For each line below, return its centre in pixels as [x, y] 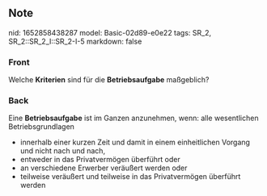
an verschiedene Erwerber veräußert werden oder [104, 168]
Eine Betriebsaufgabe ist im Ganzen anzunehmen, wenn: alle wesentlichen [133, 118]
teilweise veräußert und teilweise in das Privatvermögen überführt [130, 177]
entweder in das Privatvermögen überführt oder [100, 160]
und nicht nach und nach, [63, 151]
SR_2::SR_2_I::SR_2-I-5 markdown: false [75, 41]
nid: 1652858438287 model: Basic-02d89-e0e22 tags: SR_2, [110, 32]
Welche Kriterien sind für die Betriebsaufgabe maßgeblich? [109, 80]
